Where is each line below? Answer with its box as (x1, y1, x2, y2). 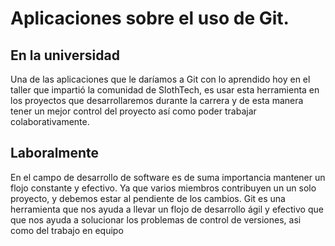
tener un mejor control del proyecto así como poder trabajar (10, 105, 257, 117)
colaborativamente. (10, 116, 90, 127)
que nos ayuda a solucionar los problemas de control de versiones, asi (10, 213, 302, 226)
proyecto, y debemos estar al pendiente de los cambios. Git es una (10, 192, 286, 204)
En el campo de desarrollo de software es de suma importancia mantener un (10, 171, 326, 183)
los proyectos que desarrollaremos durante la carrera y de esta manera (10, 95, 304, 106)
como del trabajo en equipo (10, 224, 124, 236)
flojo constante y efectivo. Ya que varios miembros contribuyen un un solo (10, 182, 317, 194)
